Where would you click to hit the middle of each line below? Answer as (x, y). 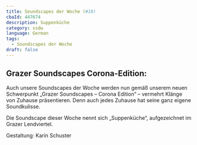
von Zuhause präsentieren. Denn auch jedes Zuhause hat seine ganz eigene (99, 100)
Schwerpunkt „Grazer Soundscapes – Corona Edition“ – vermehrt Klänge (94, 94)
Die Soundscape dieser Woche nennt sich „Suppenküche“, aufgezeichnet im (99, 117)
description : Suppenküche (38, 22)
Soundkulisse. (23, 106)
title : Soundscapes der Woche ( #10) (51, 11)
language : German (27, 33)
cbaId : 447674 (24, 17)
